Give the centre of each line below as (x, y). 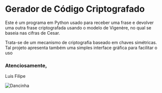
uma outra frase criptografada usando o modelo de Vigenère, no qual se (78, 27)
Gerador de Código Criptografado (75, 9)
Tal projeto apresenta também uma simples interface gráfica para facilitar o (81, 47)
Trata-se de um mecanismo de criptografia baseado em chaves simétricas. (81, 42)
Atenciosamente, (26, 66)
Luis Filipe (15, 76)
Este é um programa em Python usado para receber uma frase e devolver (80, 23)
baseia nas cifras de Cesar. (33, 33)
